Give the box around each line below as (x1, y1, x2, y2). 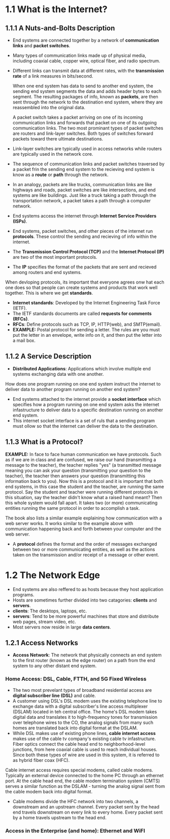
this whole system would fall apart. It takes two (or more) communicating (5, 500, 158, 506)
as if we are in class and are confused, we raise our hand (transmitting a (5, 457, 156, 463)
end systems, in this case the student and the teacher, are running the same (5, 483, 164, 490)
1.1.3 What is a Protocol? (5, 438, 84, 446)
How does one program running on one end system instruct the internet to (5, 380, 161, 387)
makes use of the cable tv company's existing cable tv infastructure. (12, 736, 156, 742)
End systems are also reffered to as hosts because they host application (12, 586, 164, 592)
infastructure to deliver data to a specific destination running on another (12, 407, 163, 413)
